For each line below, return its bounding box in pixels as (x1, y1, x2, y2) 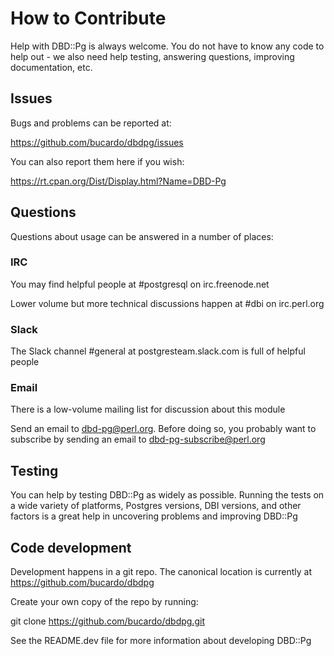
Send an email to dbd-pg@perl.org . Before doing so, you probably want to (10, 423, 317, 435)
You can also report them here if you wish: (10, 155, 185, 167)
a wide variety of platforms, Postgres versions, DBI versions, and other (10, 500, 302, 512)
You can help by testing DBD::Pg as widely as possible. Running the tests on (10, 489, 325, 501)
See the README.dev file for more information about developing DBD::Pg (10, 635, 312, 647)
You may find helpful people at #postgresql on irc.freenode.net (10, 278, 270, 290)
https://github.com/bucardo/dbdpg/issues (10, 136, 184, 148)
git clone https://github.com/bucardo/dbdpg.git (10, 615, 205, 627)
